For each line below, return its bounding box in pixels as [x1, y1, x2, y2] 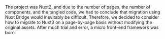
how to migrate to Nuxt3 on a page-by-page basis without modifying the [5, 19, 153, 25]
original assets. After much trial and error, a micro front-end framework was [5, 25, 159, 30]
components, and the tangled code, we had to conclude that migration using [5, 9, 161, 15]
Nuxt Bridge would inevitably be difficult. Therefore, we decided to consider [5, 14, 159, 20]
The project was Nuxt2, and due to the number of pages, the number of [5, 4, 151, 10]
